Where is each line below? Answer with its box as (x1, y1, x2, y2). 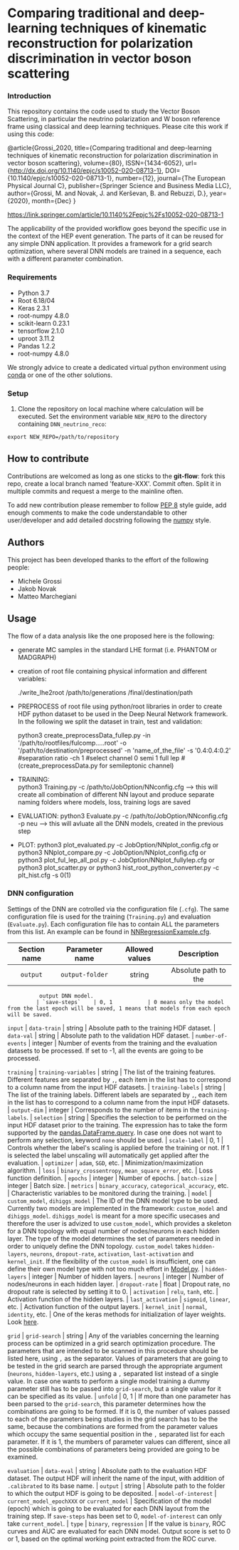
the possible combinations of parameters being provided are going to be (7, 1445, 220, 1453)
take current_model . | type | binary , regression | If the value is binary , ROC (7, 1519, 226, 1528)
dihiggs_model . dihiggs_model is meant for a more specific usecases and (7, 1211, 221, 1220)
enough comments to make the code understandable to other (7, 508, 188, 517)
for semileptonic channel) (99, 761, 174, 770)
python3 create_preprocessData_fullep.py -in (17, 730, 151, 739)
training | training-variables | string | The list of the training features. (7, 1068, 216, 1076)
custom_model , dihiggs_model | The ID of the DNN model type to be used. (7, 1196, 220, 1205)
